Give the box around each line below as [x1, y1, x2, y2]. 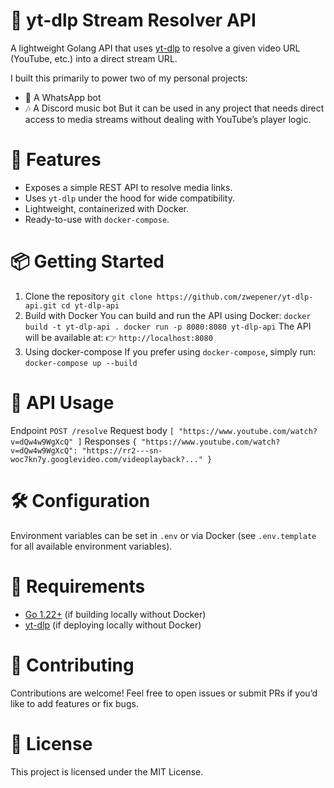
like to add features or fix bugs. [10, 697, 139, 709]
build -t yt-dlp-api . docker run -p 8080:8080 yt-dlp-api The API [24, 320, 312, 332]
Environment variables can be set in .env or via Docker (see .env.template [10, 529, 317, 541]
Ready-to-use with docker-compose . [24, 213, 170, 225]
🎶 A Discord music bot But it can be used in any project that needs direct [24, 102, 325, 114]
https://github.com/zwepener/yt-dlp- [156, 292, 314, 302]
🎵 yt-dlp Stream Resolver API [10, 9, 257, 32]
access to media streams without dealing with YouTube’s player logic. [24, 113, 312, 125]
